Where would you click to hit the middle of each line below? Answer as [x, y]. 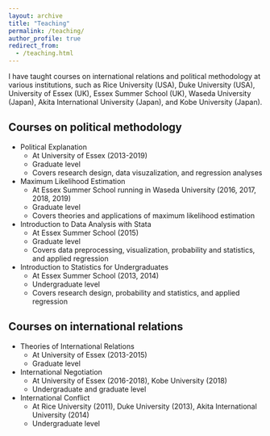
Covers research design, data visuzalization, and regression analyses [147, 172]
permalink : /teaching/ [46, 31]
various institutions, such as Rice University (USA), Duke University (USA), [132, 85]
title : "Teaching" [39, 23]
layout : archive [35, 16]
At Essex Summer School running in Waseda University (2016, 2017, [144, 190]
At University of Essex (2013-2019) [89, 155]
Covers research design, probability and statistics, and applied [136, 292]
